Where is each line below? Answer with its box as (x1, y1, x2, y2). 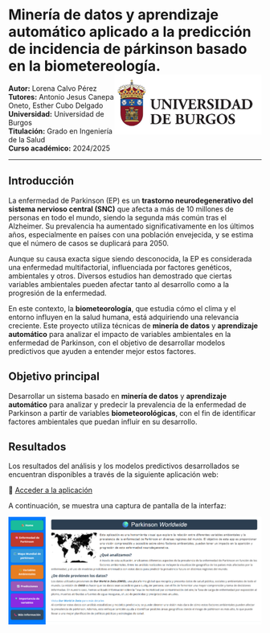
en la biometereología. (8, 57, 161, 76)
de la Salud (8, 134, 46, 144)
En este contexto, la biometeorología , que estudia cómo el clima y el (8, 303, 236, 313)
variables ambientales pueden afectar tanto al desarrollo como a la (8, 279, 229, 289)
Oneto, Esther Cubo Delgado (8, 101, 104, 110)
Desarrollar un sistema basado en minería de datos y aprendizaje (8, 391, 227, 401)
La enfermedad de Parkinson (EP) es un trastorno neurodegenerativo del (8, 195, 254, 205)
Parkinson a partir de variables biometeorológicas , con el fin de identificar (8, 408, 256, 417)
